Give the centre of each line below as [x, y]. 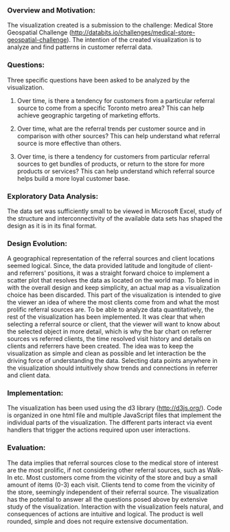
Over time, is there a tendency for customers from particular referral [113, 156]
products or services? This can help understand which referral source [116, 171]
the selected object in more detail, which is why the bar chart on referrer [110, 331]
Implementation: [35, 393]
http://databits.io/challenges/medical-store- [133, 32]
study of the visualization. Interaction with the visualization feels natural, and [115, 507]
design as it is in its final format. [52, 225]
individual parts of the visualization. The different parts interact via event [110, 423]
